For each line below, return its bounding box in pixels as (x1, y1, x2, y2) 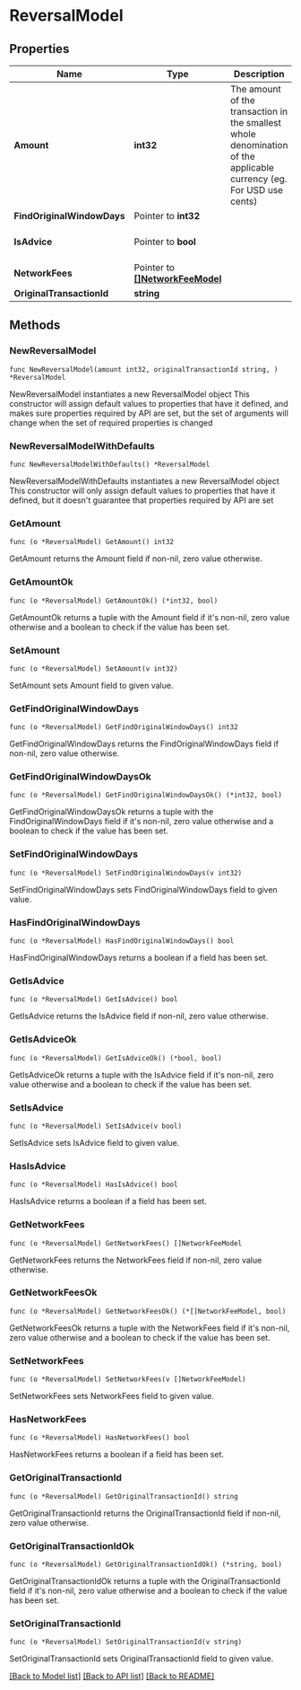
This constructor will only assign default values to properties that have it (9, 485, 276, 496)
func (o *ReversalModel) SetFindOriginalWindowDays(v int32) (9, 868, 243, 877)
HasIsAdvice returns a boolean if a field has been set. (9, 1196, 208, 1207)
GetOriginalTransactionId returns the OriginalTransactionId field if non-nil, (9, 1508, 281, 1518)
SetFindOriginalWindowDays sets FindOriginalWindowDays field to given (9, 884, 278, 894)
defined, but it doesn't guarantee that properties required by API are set (9, 495, 274, 506)
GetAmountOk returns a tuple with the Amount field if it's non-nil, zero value (9, 612, 290, 622)
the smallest (229, 117, 282, 128)
